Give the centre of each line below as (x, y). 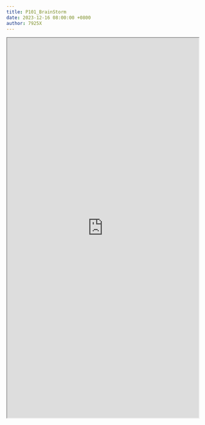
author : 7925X (24, 23)
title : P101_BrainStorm (36, 12)
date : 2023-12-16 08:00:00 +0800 (49, 18)
